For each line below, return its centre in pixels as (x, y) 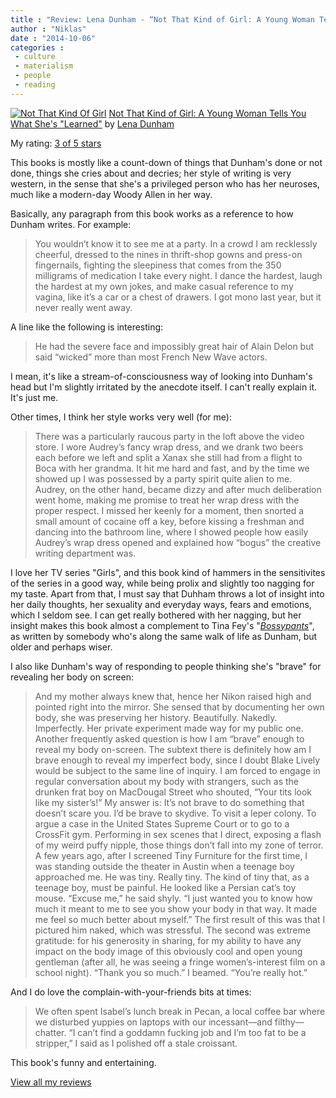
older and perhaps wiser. (61, 647)
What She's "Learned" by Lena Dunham (92, 123)
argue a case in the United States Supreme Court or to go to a (162, 823)
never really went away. (83, 307)
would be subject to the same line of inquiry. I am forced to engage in (177, 770)
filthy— (289, 1022)
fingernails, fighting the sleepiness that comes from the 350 (158, 265)
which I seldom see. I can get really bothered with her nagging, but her (156, 615)
